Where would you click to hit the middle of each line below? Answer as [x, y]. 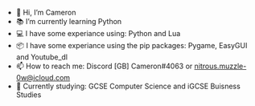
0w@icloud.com [43, 77]
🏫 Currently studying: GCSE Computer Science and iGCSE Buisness [128, 86]
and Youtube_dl [42, 57]
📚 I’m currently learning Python [69, 21]
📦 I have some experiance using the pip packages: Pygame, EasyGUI [132, 45]
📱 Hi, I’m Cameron [46, 12]
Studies [29, 95]
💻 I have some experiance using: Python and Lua [98, 33]
